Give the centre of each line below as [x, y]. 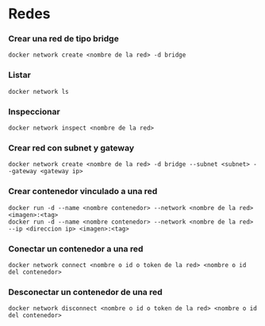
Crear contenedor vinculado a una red [83, 192]
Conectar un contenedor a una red [76, 249]
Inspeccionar [35, 111]
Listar [20, 75]
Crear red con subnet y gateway [71, 148]
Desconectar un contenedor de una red [85, 292]
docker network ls [38, 91]
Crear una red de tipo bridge [63, 39]
